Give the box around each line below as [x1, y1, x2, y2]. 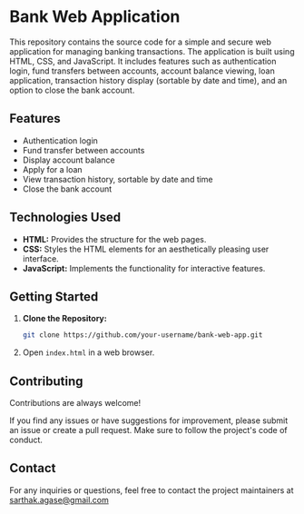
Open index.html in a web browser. [22, 347, 155, 358]
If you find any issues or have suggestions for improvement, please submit [9, 415, 289, 426]
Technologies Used [9, 210, 121, 225]
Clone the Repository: [22, 313, 107, 324]
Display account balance [22, 154, 115, 165]
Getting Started [9, 289, 99, 304]
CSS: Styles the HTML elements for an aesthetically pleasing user [22, 243, 270, 254]
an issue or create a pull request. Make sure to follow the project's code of [9, 425, 288, 436]
